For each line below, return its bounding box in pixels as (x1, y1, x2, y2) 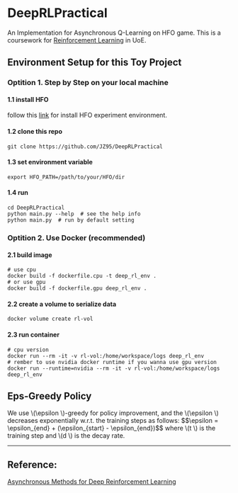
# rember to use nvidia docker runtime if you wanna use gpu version (7, 358, 217, 365)
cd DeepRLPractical (7, 204, 65, 212)
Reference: (7, 458, 57, 470)
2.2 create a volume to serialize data (7, 300, 117, 308)
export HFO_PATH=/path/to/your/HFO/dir (7, 174, 125, 181)
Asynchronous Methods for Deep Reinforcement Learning (7, 477, 176, 486)
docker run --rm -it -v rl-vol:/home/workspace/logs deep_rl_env (7, 352, 204, 359)
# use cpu (7, 266, 37, 273)
